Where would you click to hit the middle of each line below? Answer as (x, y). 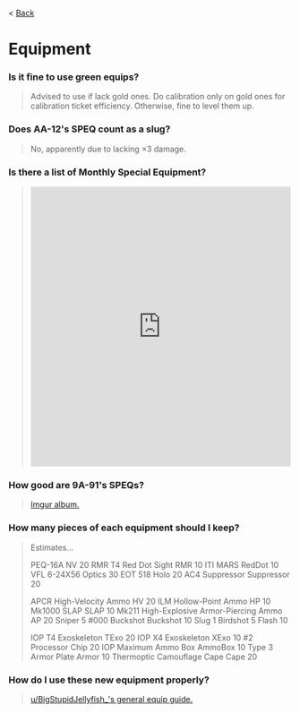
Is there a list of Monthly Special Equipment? (107, 172)
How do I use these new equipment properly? (109, 680)
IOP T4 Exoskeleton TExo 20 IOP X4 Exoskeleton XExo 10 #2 (141, 637)
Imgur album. (55, 504)
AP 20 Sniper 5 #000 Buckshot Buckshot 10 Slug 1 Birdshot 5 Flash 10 (159, 620)
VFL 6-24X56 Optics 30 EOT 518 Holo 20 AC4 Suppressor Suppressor (160, 574)
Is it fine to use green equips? (74, 77)
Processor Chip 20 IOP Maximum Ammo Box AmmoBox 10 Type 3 (152, 647)
